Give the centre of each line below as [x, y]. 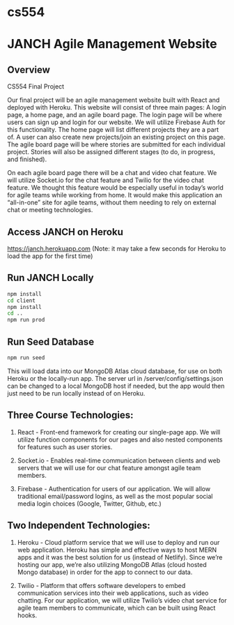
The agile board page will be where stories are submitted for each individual [116, 144]
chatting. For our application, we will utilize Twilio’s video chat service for [122, 600]
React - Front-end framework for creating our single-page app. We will [119, 432]
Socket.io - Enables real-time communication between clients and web [119, 460]
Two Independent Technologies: [79, 526]
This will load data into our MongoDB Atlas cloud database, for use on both [115, 371]
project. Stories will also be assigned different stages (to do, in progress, [111, 152]
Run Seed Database [51, 341]
